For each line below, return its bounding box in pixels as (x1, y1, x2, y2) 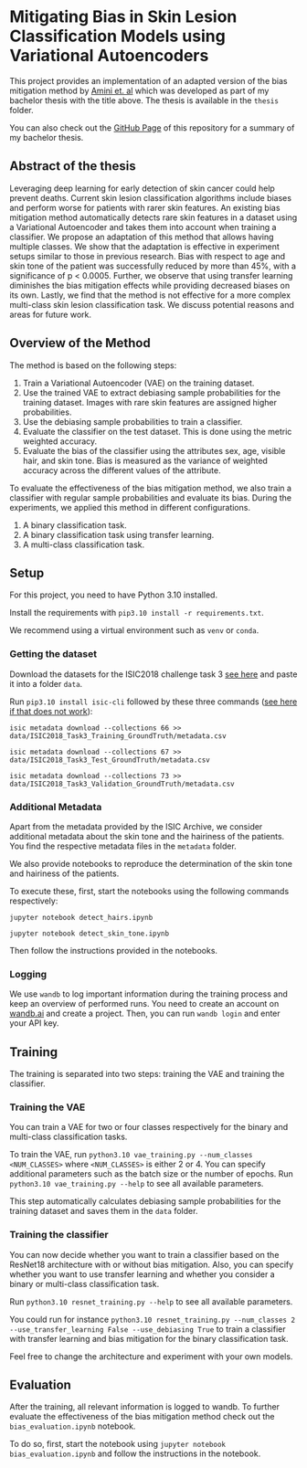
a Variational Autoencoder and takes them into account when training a (9, 221, 277, 232)
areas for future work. (9, 309, 92, 320)
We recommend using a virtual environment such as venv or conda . (9, 625, 259, 636)
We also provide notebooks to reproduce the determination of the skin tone (9, 858, 292, 869)
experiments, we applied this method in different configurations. (9, 502, 251, 512)
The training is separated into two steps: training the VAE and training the (9, 1069, 285, 1080)
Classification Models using (9, 26, 226, 47)
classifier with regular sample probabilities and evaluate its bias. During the (9, 491, 292, 503)
